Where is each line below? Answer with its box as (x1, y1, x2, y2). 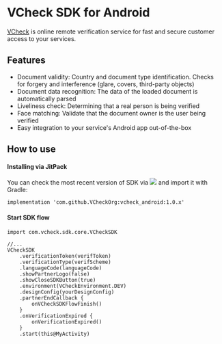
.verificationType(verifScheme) (19, 259, 111, 265)
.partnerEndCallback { (19, 294, 84, 302)
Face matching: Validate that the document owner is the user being (16, 109, 206, 117)
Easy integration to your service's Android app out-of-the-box (16, 123, 192, 131)
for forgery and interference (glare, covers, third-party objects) (16, 80, 195, 88)
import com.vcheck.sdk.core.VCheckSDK (7, 228, 117, 235)
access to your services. (7, 34, 77, 42)
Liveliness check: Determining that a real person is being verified (16, 101, 200, 110)
